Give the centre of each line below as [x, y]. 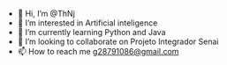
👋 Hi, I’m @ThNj [46, 14]
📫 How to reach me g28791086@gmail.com [98, 51]
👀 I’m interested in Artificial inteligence [87, 23]
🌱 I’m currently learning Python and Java [91, 32]
